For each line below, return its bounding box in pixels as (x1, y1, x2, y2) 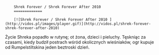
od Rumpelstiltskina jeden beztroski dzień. (5, 44, 90, 50)
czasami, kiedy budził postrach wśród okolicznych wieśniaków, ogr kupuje (5, 39, 154, 45)
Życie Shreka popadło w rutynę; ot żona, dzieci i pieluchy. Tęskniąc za (5, 34, 146, 40)
